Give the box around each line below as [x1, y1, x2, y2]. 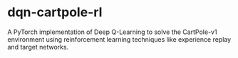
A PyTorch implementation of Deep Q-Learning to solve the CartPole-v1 [7, 28, 217, 36]
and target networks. [7, 42, 69, 51]
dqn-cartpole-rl [7, 4, 103, 21]
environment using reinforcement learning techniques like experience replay [7, 35, 232, 43]
